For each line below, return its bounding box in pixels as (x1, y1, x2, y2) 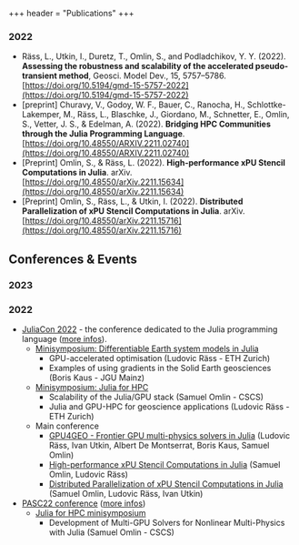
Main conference (35, 420, 99, 431)
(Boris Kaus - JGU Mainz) (48, 372, 145, 383)
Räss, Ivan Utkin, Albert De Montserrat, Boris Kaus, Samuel (48, 439, 270, 450)
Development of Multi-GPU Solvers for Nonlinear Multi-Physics (48, 517, 285, 528)
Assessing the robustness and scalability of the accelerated (21, 61, 254, 72)
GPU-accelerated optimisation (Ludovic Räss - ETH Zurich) (48, 352, 271, 363)
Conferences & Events (8, 251, 138, 267)
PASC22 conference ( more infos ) (21, 498, 146, 509)
